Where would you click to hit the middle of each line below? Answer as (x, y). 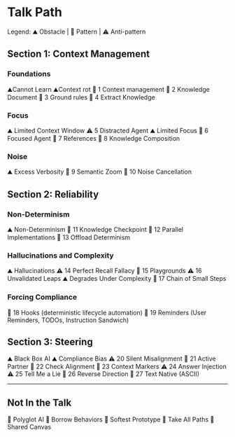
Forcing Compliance (42, 297)
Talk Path (35, 12)
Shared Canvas (29, 427)
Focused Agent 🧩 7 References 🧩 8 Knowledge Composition (94, 138)
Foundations (29, 74)
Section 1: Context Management (79, 54)
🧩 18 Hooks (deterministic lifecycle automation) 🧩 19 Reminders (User (107, 312)
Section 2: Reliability (53, 194)
